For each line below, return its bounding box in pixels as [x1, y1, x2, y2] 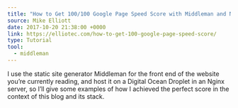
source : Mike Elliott [7, 17, 72, 24]
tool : [7, 43, 23, 50]
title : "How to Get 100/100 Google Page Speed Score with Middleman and [7, 10, 227, 18]
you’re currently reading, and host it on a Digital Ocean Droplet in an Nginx [7, 77, 225, 85]
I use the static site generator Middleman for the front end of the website [7, 69, 220, 78]
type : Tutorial [7, 37, 52, 44]
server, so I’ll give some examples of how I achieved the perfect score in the [7, 85, 229, 93]
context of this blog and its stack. [7, 92, 105, 100]
